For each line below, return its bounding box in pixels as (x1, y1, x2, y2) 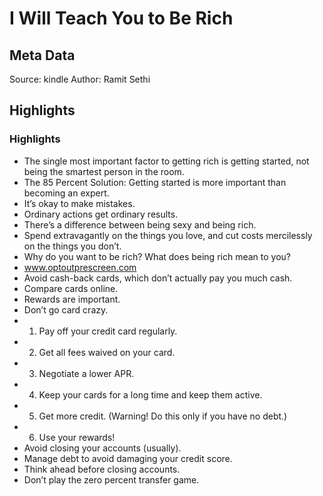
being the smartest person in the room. (23, 165, 185, 177)
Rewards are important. (23, 293, 121, 305)
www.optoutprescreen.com (23, 261, 137, 273)
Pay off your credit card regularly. (38, 325, 178, 337)
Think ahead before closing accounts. (23, 463, 181, 475)
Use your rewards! (38, 431, 116, 443)
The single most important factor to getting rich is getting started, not (23, 155, 310, 167)
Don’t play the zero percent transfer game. (23, 473, 200, 486)
